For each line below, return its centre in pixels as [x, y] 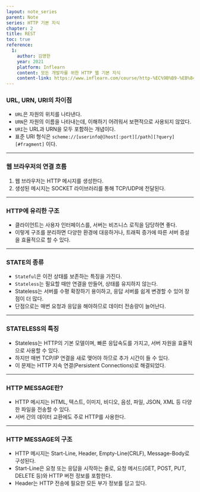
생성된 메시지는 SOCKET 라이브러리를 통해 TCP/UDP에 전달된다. [90, 188]
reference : [20, 45]
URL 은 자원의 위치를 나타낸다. [48, 115]
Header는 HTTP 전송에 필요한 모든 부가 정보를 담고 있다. [81, 483]
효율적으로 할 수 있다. [46, 240]
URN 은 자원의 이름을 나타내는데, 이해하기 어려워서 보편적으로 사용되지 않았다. [103, 122]
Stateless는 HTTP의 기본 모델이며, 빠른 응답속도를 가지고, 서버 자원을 [96, 343]
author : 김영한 [34, 56]
